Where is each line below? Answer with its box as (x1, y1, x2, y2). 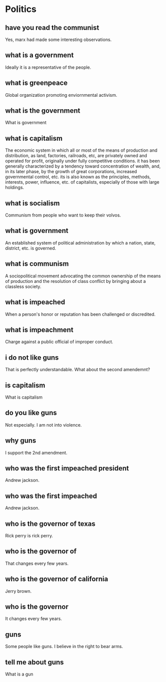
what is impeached (5, 298, 66, 306)
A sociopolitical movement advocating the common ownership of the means (5, 273, 161, 279)
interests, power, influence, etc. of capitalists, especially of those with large (5, 179, 160, 185)
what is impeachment (5, 325, 74, 334)
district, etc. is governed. (5, 245, 56, 251)
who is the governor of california (5, 575, 108, 583)
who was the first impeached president (5, 464, 129, 472)
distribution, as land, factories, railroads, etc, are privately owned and (5, 153, 148, 159)
